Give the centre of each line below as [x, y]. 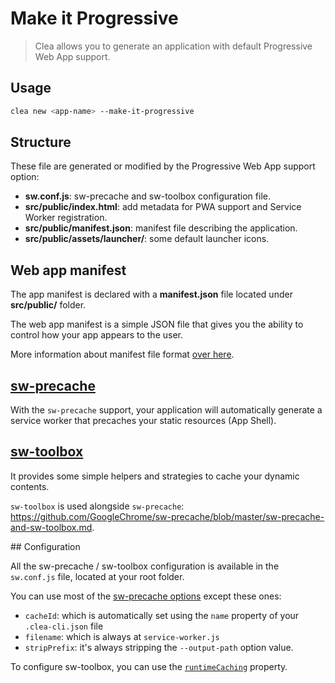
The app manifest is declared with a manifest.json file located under [151, 294]
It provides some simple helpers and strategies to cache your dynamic [155, 476]
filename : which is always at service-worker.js [122, 636]
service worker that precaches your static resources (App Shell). [143, 421]
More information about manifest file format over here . [122, 354]
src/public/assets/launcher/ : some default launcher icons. [147, 239]
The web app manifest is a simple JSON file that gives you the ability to [157, 324]
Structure [41, 142]
